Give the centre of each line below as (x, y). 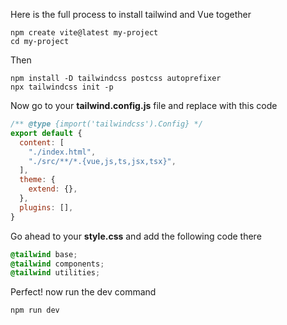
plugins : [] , (46, 207)
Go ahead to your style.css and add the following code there (136, 236)
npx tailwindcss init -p (62, 87)
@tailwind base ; (44, 254)
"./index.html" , (62, 152)
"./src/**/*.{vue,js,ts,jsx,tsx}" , (102, 161)
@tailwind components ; (57, 264)
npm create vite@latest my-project (84, 33)
